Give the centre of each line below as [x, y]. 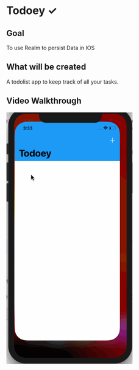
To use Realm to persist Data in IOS [51, 48]
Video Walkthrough [44, 101]
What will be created [46, 67]
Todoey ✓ [32, 11]
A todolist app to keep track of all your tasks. [62, 82]
